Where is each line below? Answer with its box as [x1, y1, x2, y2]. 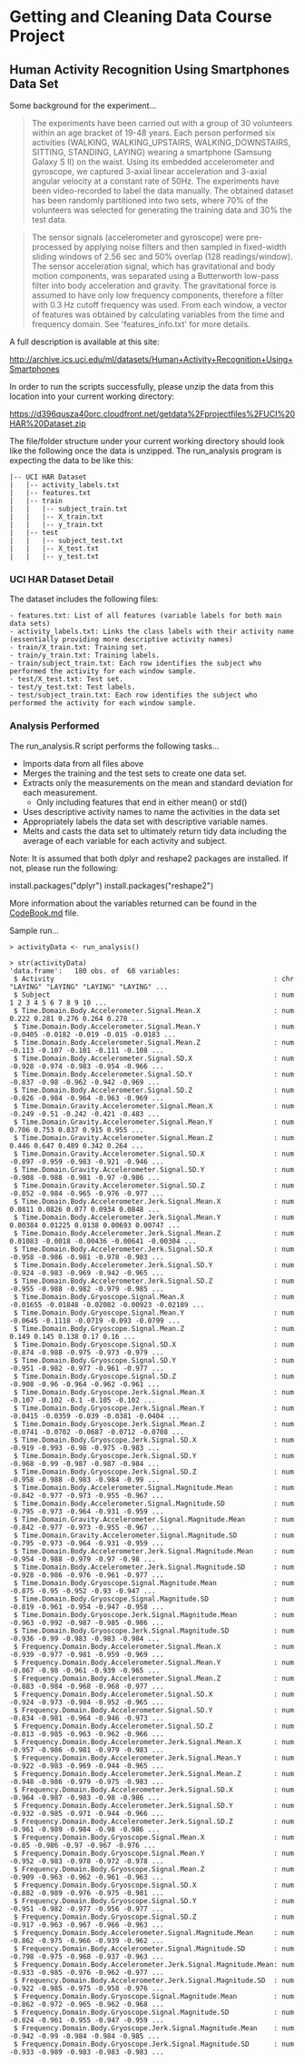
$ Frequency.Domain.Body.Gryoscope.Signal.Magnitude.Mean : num [13, 1991, 295, 2000]
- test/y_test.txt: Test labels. [9, 683, 136, 692]
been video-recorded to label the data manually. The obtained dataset [31, 185, 294, 196]
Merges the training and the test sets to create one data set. [22, 768, 247, 779]
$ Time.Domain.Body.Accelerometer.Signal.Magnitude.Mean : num [13, 1483, 295, 1492]
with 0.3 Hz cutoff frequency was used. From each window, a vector [31, 300, 288, 310]
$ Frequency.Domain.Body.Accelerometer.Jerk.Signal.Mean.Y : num [13, 1753, 295, 1762]
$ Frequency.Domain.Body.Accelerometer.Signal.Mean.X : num [13, 1642, 295, 1651]
